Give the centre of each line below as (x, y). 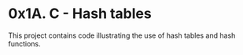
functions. (24, 43)
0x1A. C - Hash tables (80, 14)
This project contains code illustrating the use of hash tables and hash (122, 35)
